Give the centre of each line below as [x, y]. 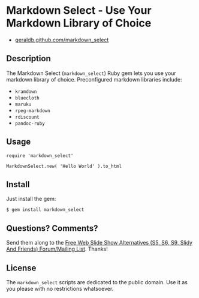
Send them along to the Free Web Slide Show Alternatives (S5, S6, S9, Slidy [99, 243]
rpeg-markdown [32, 111]
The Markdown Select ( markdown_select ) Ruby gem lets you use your [91, 73]
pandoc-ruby [30, 124]
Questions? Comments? [52, 228]
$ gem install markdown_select [45, 210]
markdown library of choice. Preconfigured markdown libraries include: [94, 79]
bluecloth [27, 98]
